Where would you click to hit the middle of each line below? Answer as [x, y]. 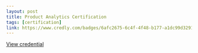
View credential [25, 44]
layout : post [22, 11]
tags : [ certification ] [34, 22]
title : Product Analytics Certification [57, 17]
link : [13, 28]
